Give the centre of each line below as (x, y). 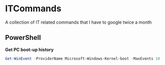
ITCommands (33, 9)
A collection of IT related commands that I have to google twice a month (79, 22)
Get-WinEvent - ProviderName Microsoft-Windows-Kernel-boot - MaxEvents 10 (83, 59)
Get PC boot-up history (29, 49)
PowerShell (23, 38)
